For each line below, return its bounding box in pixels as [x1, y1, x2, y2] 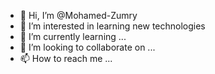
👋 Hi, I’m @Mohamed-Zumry [19, 10, 138, 21]
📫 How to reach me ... [19, 53, 113, 64]
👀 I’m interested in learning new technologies [19, 20, 206, 32]
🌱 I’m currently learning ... [19, 31, 127, 42]
